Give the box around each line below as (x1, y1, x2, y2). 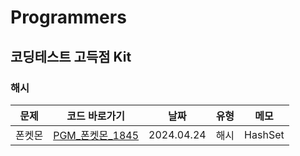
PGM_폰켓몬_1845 (53, 128, 140, 142)
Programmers (10, 6, 127, 29)
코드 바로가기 (66, 109, 125, 123)
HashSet (244, 127, 285, 141)
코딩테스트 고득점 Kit (10, 48, 132, 65)
